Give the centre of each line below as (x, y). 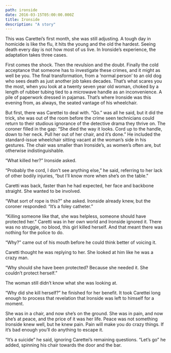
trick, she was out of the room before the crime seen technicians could (80, 118)
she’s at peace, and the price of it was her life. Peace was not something (82, 319)
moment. (15, 304)
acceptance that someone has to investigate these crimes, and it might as (83, 70)
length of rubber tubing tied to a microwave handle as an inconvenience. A (84, 92)
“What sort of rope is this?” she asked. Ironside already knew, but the (78, 201)
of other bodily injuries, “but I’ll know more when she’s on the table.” (77, 176)
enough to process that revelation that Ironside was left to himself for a (80, 298)
